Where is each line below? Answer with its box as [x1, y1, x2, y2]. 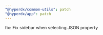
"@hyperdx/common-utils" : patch [5, 7, 71, 12]
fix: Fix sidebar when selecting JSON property [5, 24, 98, 30]
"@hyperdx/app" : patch [5, 12, 51, 16]
